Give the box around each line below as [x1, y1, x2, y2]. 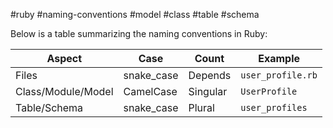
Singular [188, 85, 228, 98]
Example [258, 52, 300, 65]
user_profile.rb [240, 70, 318, 81]
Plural [188, 101, 215, 114]
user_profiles [240, 102, 308, 113]
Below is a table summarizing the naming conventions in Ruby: [10, 28, 268, 39]
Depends [188, 69, 232, 82]
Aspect [46, 52, 83, 65]
